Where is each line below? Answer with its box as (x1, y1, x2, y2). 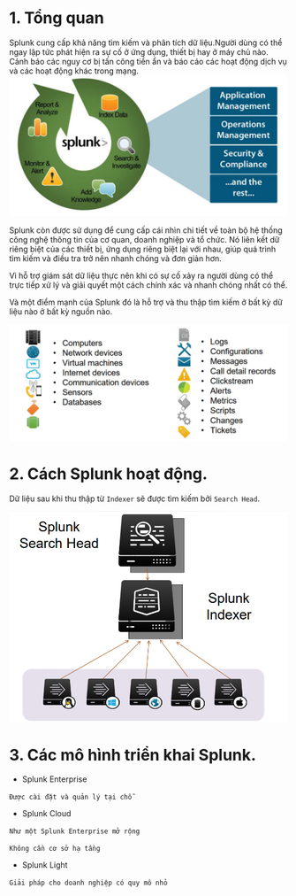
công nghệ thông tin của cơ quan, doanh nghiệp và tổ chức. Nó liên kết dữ (9, 235, 280, 245)
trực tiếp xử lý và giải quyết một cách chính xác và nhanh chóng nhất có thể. (9, 280, 288, 290)
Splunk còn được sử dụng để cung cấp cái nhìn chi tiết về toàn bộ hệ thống (9, 225, 283, 236)
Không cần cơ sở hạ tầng (9, 845, 101, 854)
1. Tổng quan (9, 8, 104, 28)
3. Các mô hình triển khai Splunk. (9, 745, 256, 765)
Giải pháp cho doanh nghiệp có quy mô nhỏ (9, 878, 168, 888)
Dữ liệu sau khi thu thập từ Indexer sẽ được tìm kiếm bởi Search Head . (9, 493, 261, 504)
